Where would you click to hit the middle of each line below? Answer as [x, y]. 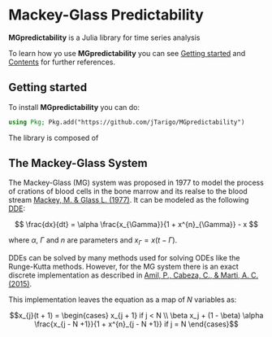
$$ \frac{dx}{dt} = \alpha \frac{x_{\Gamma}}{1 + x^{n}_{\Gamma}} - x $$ [136, 225]
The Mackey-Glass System [78, 163]
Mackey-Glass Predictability [106, 15]
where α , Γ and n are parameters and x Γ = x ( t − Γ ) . [93, 241]
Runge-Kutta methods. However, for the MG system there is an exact [124, 267]
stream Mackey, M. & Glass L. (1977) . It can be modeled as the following [129, 200]
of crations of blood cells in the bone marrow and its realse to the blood [128, 191]
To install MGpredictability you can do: [74, 107]
